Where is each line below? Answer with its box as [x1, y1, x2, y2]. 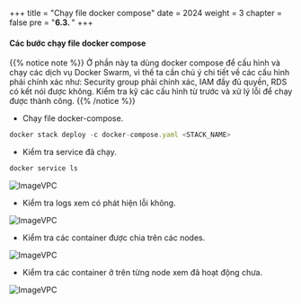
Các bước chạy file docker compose [9, 38, 146, 48]
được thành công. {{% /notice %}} [9, 96, 137, 107]
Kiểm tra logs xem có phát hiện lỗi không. [22, 197, 177, 208]
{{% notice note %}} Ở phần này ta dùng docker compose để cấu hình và [9, 57, 281, 68]
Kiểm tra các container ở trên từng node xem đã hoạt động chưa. [22, 266, 263, 277]
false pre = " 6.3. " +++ [9, 17, 93, 28]
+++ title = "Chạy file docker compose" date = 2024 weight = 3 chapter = [9, 8, 283, 18]
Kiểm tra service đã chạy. [22, 147, 117, 158]
